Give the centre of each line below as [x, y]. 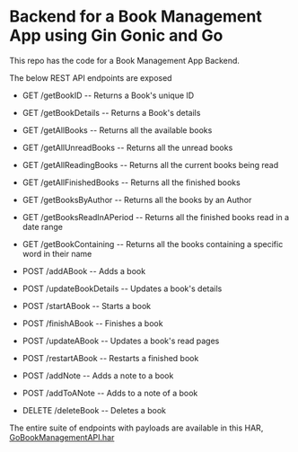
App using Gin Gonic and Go [116, 35]
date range [42, 226]
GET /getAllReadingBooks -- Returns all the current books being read [150, 164]
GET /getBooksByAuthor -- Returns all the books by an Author [137, 199]
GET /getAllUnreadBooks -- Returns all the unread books [127, 147]
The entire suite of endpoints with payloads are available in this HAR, [136, 428]
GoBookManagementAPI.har [62, 437]
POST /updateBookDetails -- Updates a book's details [122, 288]
